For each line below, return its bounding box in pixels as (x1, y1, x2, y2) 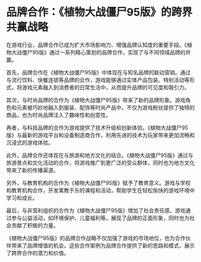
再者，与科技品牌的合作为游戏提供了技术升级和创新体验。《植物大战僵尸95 (6, 124, 188, 131)
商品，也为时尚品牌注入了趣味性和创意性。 (6, 111, 111, 118)
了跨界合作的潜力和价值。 (6, 249, 69, 257)
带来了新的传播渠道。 (6, 167, 59, 174)
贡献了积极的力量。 (11, 221, 59, 229)
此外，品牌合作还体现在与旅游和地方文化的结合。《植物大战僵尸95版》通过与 (6, 152, 193, 159)
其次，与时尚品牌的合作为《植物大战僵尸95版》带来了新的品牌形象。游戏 (6, 96, 185, 103)
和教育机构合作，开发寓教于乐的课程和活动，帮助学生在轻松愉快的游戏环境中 (6, 186, 195, 194)
